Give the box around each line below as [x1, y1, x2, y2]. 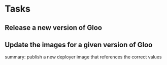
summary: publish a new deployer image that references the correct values [5, 54, 162, 60]
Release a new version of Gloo [5, 23, 103, 32]
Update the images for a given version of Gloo [5, 40, 153, 49]
